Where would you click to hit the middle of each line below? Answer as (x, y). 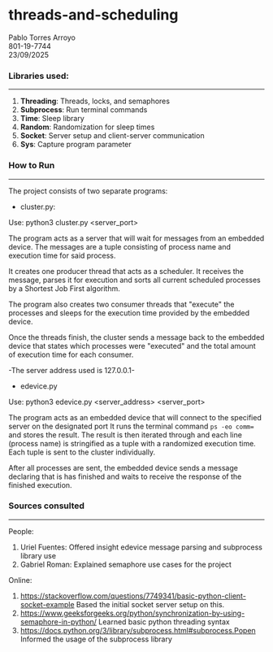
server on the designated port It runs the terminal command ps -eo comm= (131, 426)
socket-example (47, 604)
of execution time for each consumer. (71, 354)
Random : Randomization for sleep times (87, 127)
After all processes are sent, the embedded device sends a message (123, 467)
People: (21, 531)
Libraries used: (39, 76)
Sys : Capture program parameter (76, 145)
